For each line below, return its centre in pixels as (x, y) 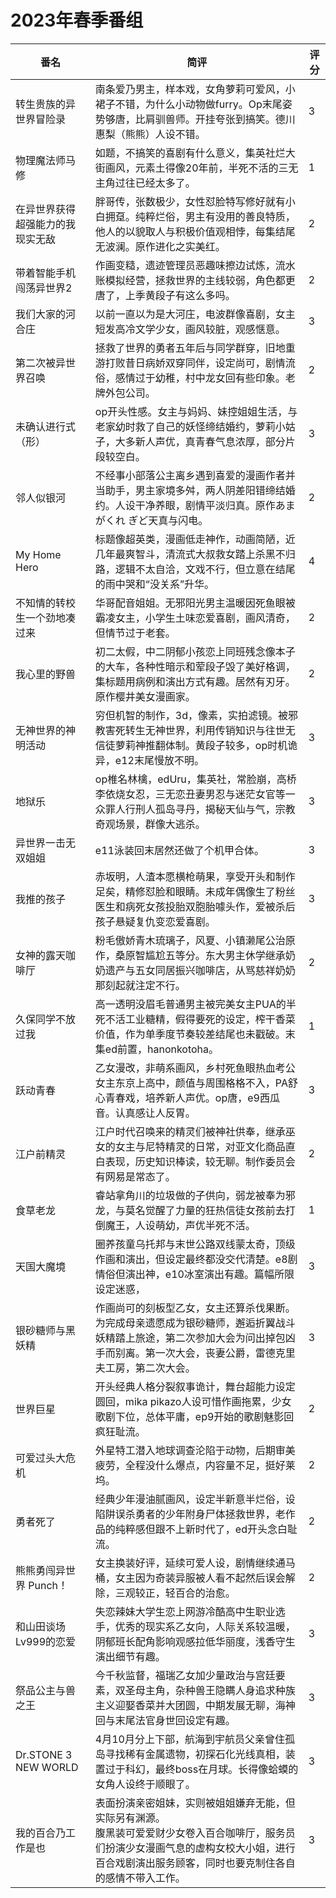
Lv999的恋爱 (46, 1641)
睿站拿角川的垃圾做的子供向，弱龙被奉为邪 (195, 1195)
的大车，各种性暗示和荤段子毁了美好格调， (195, 666)
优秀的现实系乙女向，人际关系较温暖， (205, 1626)
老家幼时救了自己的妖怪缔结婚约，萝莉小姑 (195, 426)
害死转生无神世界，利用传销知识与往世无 (200, 730)
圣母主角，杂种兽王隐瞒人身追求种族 (210, 1690)
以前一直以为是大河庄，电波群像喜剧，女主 (195, 314)
